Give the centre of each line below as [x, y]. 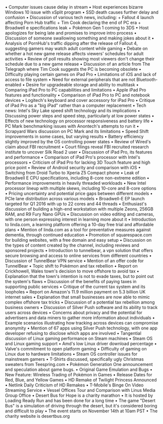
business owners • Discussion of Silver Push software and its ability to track [81, 307]
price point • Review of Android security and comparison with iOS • [73, 167]
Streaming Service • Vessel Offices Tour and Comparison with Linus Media [80, 390]
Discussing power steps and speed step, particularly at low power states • [80, 116]
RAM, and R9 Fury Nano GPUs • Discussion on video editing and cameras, [80, 214]
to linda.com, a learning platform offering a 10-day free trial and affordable [80, 224]
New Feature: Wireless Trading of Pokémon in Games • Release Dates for [79, 375]
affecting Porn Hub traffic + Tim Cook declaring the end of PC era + [73, 22]
